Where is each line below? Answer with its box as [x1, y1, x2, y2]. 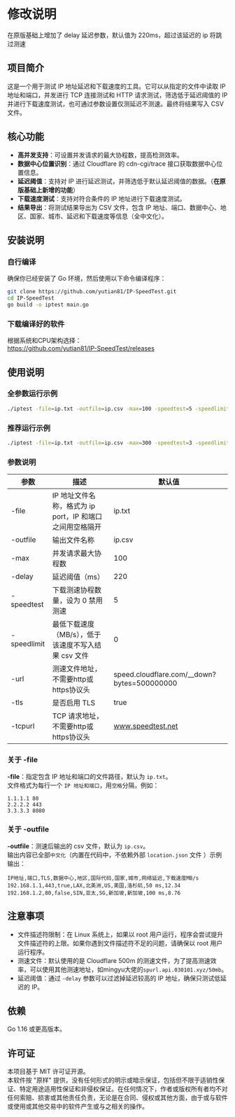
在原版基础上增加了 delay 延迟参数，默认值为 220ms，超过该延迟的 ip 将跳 [7, 31, 222, 39]
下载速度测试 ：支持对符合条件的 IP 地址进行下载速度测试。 [17, 194, 187, 203]
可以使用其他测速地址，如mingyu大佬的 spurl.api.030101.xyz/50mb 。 [29, 965, 228, 974]
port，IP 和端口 [52, 512, 103, 521]
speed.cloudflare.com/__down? [113, 670, 217, 680]
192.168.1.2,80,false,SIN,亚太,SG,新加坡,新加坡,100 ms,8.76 [7, 890, 180, 897]
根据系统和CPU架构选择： [7, 337, 82, 345]
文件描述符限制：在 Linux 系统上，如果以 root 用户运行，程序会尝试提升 [17, 930, 224, 939]
